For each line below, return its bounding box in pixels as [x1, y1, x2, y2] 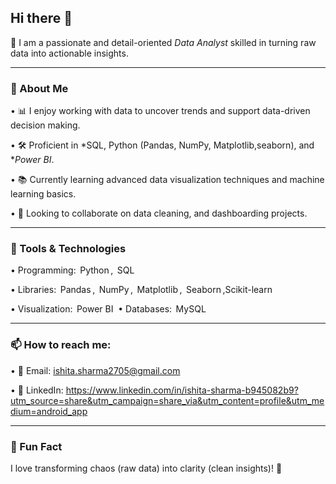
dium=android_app [10, 405, 88, 417]
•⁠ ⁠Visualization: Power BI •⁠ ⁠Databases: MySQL [10, 303, 207, 315]
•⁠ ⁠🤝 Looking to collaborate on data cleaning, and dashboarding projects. [10, 207, 308, 220]
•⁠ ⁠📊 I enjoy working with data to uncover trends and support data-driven [10, 105, 311, 117]
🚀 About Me [10, 81, 69, 95]
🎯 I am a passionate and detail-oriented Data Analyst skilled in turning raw [10, 36, 317, 48]
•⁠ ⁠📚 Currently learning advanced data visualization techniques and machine [10, 174, 325, 186]
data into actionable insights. [10, 47, 129, 59]
